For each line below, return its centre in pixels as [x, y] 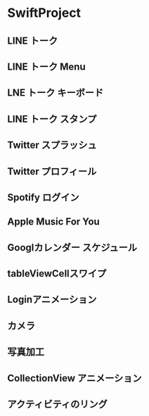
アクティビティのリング [57, 404]
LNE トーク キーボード [56, 93]
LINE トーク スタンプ [52, 119]
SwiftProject [44, 13]
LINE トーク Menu [46, 67]
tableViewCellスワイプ [57, 273]
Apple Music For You [53, 222]
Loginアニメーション [52, 300]
